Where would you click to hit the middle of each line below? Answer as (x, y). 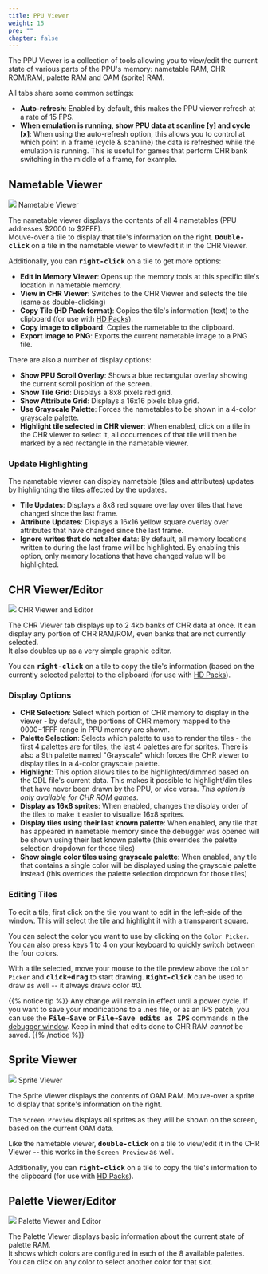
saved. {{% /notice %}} (47, 1035)
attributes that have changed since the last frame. (101, 531)
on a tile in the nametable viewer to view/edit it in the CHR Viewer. (140, 246)
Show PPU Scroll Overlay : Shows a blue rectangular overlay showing (134, 375)
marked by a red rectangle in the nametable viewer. (104, 443)
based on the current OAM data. (61, 1128)
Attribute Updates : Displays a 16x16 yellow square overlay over (124, 522)
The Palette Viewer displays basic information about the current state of (126, 1236)
